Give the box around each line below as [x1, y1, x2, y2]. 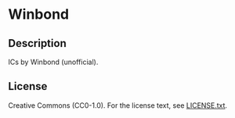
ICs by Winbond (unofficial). [8, 57, 99, 66]
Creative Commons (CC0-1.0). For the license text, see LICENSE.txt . [8, 100, 228, 110]
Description [8, 37, 67, 50]
